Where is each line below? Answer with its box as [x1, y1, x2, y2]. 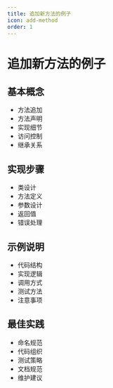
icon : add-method [7, 17, 58, 24]
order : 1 [7, 23, 33, 30]
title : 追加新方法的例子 [7, 10, 72, 18]
